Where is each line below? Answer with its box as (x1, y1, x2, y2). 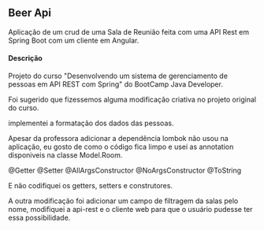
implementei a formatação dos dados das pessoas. (8, 118, 174, 128)
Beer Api (8, 6, 52, 20)
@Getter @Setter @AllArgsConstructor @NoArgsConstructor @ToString (8, 165, 242, 176)
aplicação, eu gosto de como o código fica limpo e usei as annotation (8, 142, 234, 152)
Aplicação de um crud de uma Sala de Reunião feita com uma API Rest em (8, 27, 250, 36)
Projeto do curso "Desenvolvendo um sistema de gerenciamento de (8, 71, 229, 81)
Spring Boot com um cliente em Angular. (8, 35, 139, 45)
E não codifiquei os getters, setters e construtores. (8, 181, 173, 191)
